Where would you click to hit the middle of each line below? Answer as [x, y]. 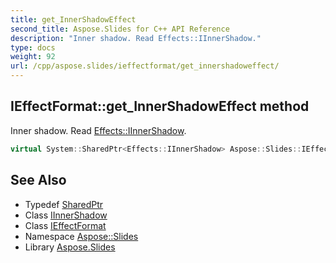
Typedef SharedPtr [64, 204]
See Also [38, 180]
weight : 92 [33, 57]
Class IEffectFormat [65, 225]
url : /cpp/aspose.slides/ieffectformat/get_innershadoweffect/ [145, 66]
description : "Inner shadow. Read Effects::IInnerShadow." [136, 38]
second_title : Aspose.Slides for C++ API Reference [120, 29]
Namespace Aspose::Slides [81, 236]
